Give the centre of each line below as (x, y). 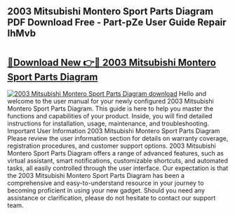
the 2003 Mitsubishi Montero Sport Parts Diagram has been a (96, 175)
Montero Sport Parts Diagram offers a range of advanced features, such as (116, 153)
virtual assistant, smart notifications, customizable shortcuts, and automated (118, 161)
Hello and (193, 93)
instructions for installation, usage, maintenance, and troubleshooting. (108, 123)
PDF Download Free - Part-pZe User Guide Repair (117, 23)
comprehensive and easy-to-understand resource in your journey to (106, 183)
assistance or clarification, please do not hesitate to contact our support (112, 198)
